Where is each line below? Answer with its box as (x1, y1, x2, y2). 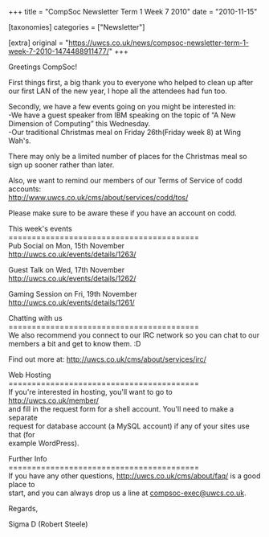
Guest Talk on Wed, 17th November (8, 265, 125, 274)
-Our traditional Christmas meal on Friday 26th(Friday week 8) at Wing (8, 128, 242, 137)
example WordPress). (8, 438, 79, 448)
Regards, (8, 504, 39, 513)
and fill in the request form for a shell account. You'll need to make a (8, 404, 234, 413)
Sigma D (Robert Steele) (8, 519, 88, 529)
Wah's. (8, 136, 31, 146)
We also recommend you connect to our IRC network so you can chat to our (8, 330, 260, 340)
